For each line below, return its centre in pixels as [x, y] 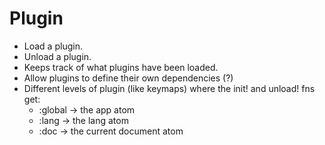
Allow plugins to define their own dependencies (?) [128, 78]
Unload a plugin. [57, 56]
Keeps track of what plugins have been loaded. [121, 67]
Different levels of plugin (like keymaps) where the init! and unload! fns [169, 88]
